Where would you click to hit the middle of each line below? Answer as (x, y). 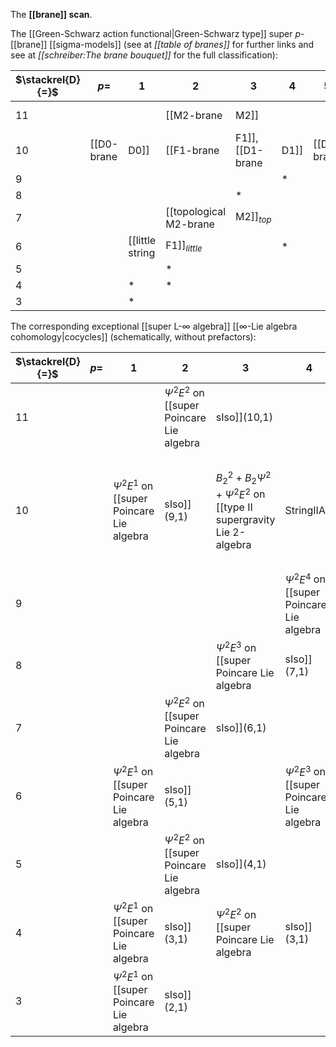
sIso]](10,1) (244, 417)
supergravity (245, 519)
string (142, 252)
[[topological (196, 211)
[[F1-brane (192, 150)
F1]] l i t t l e (184, 246)
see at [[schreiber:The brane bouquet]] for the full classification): (144, 55)
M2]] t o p (253, 218)
